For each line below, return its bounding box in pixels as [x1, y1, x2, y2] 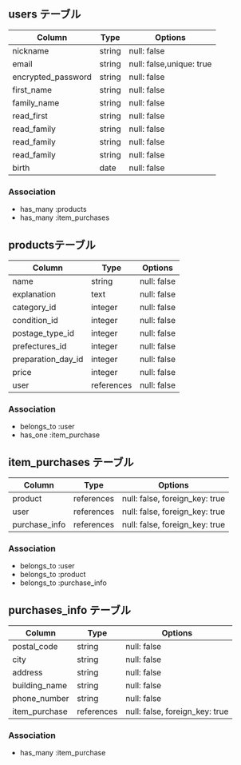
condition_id [12, 314, 58, 325]
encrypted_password [12, 71, 92, 82]
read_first [12, 110, 48, 122]
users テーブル [8, 7, 81, 22]
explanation [12, 289, 56, 300]
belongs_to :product [19, 570, 86, 580]
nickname [12, 45, 49, 56]
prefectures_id [12, 341, 67, 352]
